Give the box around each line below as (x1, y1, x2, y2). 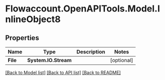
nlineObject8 (5, 13, 61, 25)
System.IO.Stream (27, 57, 72, 63)
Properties (5, 33, 39, 42)
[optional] (110, 57, 134, 63)
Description (76, 48, 105, 55)
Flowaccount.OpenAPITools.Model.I (5, 3, 160, 14)
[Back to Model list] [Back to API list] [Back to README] (5, 69, 121, 75)
